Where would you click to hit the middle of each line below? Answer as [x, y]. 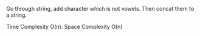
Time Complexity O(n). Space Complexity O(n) [64, 27]
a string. [17, 15]
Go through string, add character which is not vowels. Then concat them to [100, 9]
